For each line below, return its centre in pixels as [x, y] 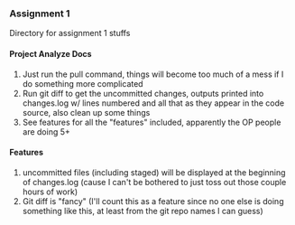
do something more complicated [83, 83]
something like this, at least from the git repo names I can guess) [143, 211]
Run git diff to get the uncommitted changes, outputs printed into [143, 93]
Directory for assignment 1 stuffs [70, 33]
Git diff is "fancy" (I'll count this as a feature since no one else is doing [153, 201]
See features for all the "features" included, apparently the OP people [152, 122]
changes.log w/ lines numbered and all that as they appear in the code [153, 103]
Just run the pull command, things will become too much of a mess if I [153, 74]
